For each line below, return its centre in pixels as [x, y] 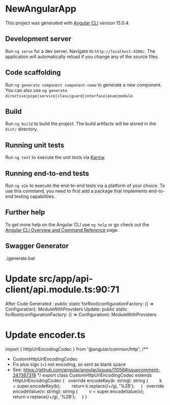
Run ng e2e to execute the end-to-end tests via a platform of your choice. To [85, 185]
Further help [25, 212]
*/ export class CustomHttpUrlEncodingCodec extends [95, 375]
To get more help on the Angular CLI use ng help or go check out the [77, 225]
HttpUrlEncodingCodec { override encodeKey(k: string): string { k [87, 380]
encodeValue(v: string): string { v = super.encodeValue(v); [78, 391]
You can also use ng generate [36, 90]
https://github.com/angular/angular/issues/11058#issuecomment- [92, 369]
